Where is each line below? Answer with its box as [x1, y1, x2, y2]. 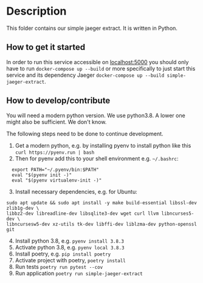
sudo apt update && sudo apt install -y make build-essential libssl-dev [6, 199, 198, 206]
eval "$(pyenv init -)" [12, 172, 72, 178]
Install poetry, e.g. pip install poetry [15, 250, 111, 257]
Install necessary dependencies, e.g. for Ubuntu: [15, 188, 138, 195]
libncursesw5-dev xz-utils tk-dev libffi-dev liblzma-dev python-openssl [6, 221, 198, 227]
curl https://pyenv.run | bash [15, 149, 95, 156]
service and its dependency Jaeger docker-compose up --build [6, 71, 165, 79]
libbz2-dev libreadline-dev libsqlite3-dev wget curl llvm [6, 210, 159, 217]
